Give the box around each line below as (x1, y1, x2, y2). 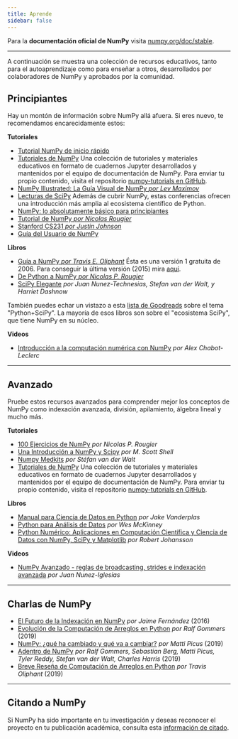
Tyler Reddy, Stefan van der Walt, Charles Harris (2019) (17, 654, 181, 663)
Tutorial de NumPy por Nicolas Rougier (17, 215, 132, 223)
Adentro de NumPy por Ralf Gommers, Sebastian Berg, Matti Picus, (17, 647, 215, 655)
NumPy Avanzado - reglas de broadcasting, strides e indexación (17, 563, 206, 572)
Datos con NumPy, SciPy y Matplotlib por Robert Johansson (17, 536, 193, 544)
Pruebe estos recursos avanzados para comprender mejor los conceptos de (7, 397, 230, 406)
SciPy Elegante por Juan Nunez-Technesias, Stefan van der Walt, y (17, 280, 215, 288)
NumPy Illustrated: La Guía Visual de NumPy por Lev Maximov (17, 184, 200, 193)
